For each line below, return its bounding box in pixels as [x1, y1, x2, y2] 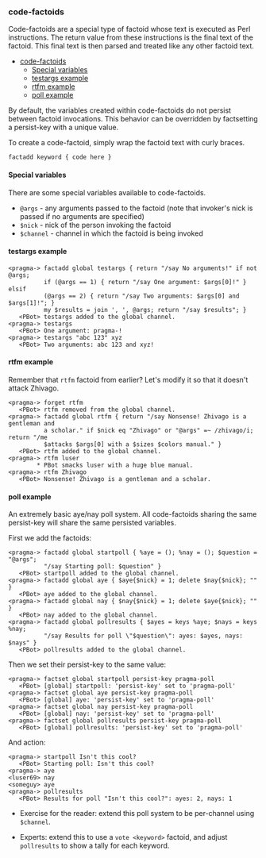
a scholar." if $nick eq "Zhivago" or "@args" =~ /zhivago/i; [43, 426, 254, 434]
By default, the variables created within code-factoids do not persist [8, 106, 232, 115]
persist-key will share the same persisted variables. [8, 518, 176, 528]
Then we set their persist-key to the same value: [8, 660, 167, 669]
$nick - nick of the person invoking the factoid [19, 220, 172, 229]
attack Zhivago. [8, 383, 60, 393]
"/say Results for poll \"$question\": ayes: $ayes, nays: [43, 632, 244, 641]
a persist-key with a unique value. [8, 122, 119, 133]
